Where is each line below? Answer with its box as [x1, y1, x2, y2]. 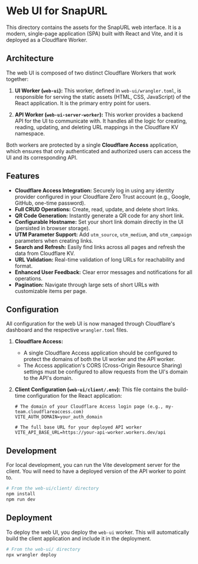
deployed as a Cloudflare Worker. [6, 36, 87, 43]
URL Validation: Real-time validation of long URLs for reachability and [14, 256, 185, 263]
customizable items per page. [14, 287, 87, 294]
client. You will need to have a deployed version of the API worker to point [6, 468, 186, 475]
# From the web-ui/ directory [6, 546, 81, 552]
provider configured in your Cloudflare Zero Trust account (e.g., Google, [14, 193, 191, 200]
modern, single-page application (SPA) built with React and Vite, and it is [6, 30, 183, 37]
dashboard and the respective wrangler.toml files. [6, 327, 128, 334]
